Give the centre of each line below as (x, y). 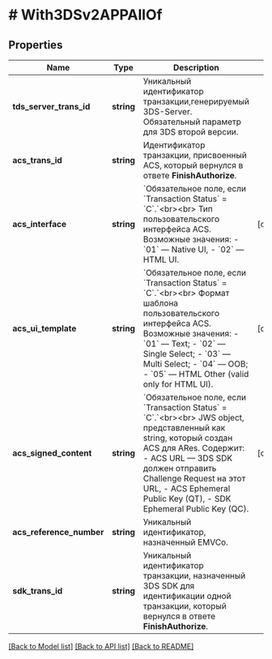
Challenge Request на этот (194, 478)
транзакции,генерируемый (196, 101)
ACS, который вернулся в (193, 165)
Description (196, 68)
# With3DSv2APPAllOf (85, 15)
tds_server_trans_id (51, 107)
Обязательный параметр (192, 122)
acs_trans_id (37, 160)
